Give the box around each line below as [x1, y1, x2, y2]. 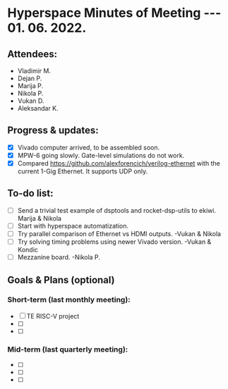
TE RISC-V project [26, 311, 80, 320]
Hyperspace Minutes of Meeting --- [7, 5, 222, 21]
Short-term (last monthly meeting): [7, 295, 131, 304]
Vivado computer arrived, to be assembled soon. [17, 143, 160, 152]
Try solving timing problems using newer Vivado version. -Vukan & [17, 237, 212, 246]
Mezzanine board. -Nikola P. [17, 253, 101, 261]
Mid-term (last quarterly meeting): [7, 344, 128, 354]
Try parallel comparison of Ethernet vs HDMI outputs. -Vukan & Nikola [17, 229, 221, 237]
